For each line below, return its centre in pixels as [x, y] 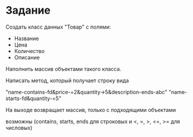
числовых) [19, 127]
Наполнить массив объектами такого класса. [64, 68]
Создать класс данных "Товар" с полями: [58, 27]
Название [26, 38]
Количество [29, 51]
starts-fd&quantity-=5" [34, 98]
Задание [28, 10]
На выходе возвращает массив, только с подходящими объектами [91, 110]
